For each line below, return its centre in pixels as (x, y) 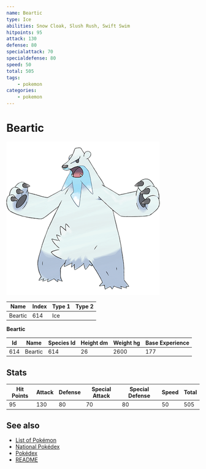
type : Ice (19, 19)
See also (23, 425)
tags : (13, 78)
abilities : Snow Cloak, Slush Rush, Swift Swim (68, 26)
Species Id (62, 343)
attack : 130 (21, 39)
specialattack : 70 (30, 52)
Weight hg (127, 343)
